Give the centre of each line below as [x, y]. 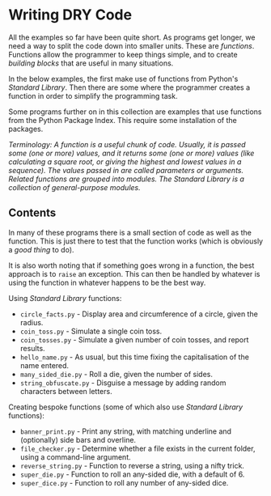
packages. [26, 129]
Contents [32, 213]
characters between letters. [66, 391]
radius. [32, 322]
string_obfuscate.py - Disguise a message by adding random [123, 383]
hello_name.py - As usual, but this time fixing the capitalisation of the [134, 357]
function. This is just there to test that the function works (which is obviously [136, 241]
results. [33, 348]
